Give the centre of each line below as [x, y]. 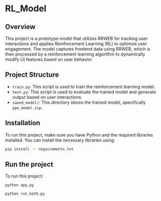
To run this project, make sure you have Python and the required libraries [79, 135]
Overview [20, 27]
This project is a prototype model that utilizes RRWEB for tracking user [77, 38]
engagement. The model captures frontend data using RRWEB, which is [78, 49]
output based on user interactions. [47, 97]
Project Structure [32, 75]
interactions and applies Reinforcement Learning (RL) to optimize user [76, 44]
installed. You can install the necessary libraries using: [60, 140]
